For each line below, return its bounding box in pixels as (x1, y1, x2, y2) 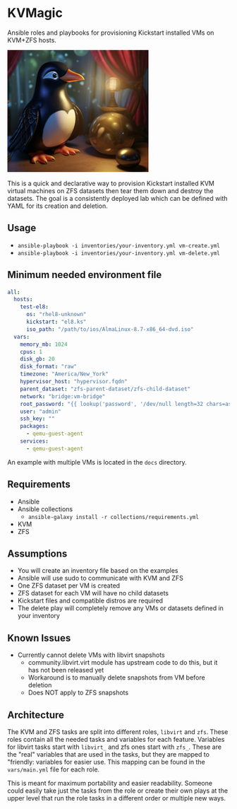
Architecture (7, 709, 65, 721)
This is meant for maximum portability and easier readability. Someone (7, 779, 213, 788)
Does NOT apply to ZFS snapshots (28, 688, 129, 697)
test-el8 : (20, 303, 49, 310)
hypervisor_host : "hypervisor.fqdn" (20, 378, 128, 385)
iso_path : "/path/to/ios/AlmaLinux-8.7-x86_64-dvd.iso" (25, 325, 194, 333)
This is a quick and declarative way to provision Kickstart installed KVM (7, 179, 215, 187)
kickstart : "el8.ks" (25, 318, 87, 326)
